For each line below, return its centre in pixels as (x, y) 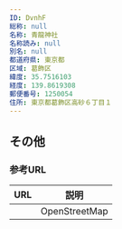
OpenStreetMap (74, 212)
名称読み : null (35, 43)
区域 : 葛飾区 (30, 69)
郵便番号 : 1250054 (42, 94)
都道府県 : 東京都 (37, 60)
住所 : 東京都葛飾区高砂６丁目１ (61, 102)
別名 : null (28, 52)
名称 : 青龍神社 (34, 35)
